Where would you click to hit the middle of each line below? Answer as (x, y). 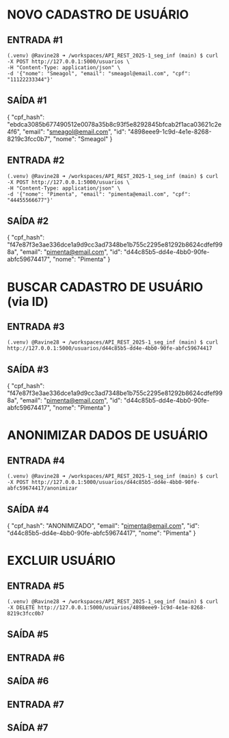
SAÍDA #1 (27, 100)
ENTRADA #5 (36, 586)
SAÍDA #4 (28, 509)
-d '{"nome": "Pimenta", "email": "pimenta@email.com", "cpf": (99, 194)
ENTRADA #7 (36, 704)
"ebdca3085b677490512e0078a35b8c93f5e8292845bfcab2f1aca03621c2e (114, 124)
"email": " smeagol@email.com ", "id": (75, 131)
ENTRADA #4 (36, 460)
